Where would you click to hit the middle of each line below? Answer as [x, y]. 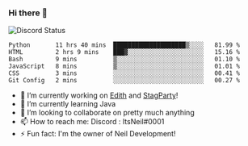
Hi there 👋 [28, 13]
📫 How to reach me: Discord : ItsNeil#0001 [92, 122]
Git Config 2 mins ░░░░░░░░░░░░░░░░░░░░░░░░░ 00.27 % [124, 81]
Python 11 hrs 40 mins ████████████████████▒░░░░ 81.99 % [124, 45]
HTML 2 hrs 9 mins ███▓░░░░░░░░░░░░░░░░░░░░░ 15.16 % [124, 52]
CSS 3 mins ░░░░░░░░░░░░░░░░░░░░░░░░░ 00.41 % [124, 73]
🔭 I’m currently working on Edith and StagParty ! [99, 95]
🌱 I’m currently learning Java [68, 104]
